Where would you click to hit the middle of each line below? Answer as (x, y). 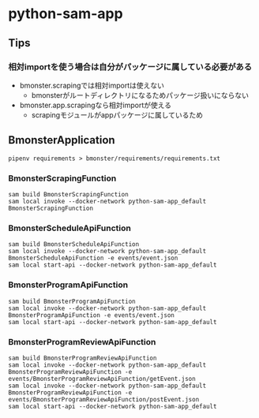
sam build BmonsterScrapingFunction (68, 194)
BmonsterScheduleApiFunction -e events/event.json (93, 258)
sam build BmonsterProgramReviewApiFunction (83, 358)
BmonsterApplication (62, 140)
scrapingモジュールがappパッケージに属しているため (117, 114)
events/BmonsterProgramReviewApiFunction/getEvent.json (102, 379)
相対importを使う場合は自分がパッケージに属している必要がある (130, 66)
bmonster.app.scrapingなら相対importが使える (96, 105)
